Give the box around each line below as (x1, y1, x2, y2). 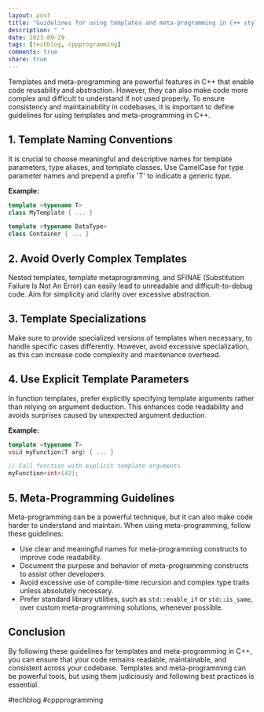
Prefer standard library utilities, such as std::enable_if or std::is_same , (19, 594, 253, 603)
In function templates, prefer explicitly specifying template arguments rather (8, 393, 255, 403)
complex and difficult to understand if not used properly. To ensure (8, 94, 225, 103)
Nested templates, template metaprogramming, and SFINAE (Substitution (8, 273, 245, 282)
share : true (8, 56, 47, 64)
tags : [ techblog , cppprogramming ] (8, 41, 122, 49)
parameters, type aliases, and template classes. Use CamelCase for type (8, 162, 244, 172)
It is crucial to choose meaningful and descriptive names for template (8, 154, 233, 164)
